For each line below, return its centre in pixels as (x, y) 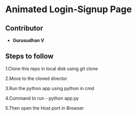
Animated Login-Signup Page (68, 9)
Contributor (24, 28)
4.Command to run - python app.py (42, 98)
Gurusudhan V (28, 40)
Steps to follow (29, 56)
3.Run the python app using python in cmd (50, 88)
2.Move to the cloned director (36, 78)
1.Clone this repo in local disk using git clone (52, 68)
